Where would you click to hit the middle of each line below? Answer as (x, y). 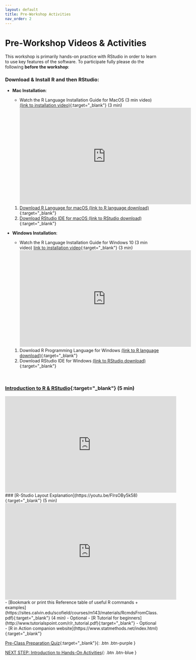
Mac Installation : (30, 90)
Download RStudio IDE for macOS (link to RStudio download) (80, 218)
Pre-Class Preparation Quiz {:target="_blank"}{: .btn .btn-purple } (70, 643)
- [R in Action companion (30, 628)
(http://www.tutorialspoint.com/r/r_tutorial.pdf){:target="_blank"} (70, 623)
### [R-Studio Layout (27, 495)
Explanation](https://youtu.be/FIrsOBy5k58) (94, 495)
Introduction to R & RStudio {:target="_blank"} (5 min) (70, 388)
